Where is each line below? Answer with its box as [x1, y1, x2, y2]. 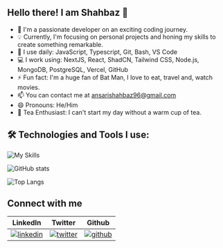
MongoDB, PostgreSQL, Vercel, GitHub [17, 65, 129, 73]
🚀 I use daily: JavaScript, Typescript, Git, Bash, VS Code [17, 48, 178, 56]
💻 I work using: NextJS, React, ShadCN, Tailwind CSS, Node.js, [17, 55, 199, 64]
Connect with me [7, 198, 83, 209]
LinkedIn [12, 218, 42, 228]
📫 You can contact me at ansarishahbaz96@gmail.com [17, 90, 177, 99]
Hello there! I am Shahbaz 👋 [7, 7, 129, 19]
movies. [17, 83, 40, 91]
